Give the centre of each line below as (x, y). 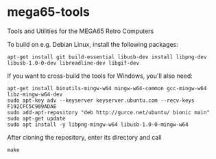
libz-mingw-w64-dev (35, 94)
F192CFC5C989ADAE (32, 106)
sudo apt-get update (37, 118)
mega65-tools (49, 12)
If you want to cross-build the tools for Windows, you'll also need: (100, 76)
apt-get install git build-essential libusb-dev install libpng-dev (107, 57)
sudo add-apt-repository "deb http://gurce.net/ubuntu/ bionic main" (109, 112)
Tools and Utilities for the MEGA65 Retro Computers (81, 31)
